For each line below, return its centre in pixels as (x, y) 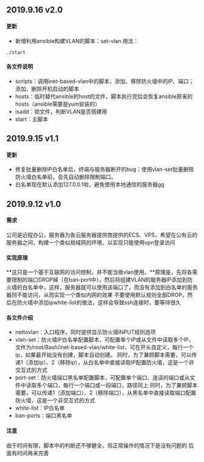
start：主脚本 (32, 119)
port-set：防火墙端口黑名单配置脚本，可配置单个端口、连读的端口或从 (102, 378)
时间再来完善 (33, 453)
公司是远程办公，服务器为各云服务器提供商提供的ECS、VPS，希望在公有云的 (102, 235)
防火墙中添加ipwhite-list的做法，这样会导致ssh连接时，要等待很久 (99, 302)
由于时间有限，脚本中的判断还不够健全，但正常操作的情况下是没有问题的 (97, 445)
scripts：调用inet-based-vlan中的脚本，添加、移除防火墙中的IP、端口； (104, 81)
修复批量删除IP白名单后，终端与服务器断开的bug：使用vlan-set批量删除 (104, 169)
